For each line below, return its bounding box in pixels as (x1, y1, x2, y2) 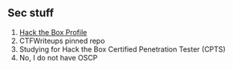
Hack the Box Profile (18, 27, 88, 37)
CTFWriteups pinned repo (18, 36, 105, 45)
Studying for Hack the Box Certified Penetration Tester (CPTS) (18, 44, 226, 54)
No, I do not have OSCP (18, 52, 98, 62)
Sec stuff (7, 6, 54, 20)
